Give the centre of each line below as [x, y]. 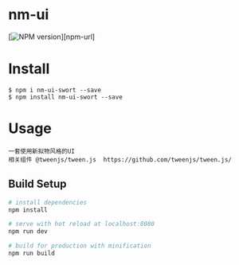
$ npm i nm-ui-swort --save [55, 90]
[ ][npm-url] [52, 37]
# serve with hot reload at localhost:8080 [82, 224]
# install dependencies [48, 202]
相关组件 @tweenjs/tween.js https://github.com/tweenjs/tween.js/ [120, 160]
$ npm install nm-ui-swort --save [66, 97]
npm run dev [28, 232]
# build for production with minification [80, 246]
